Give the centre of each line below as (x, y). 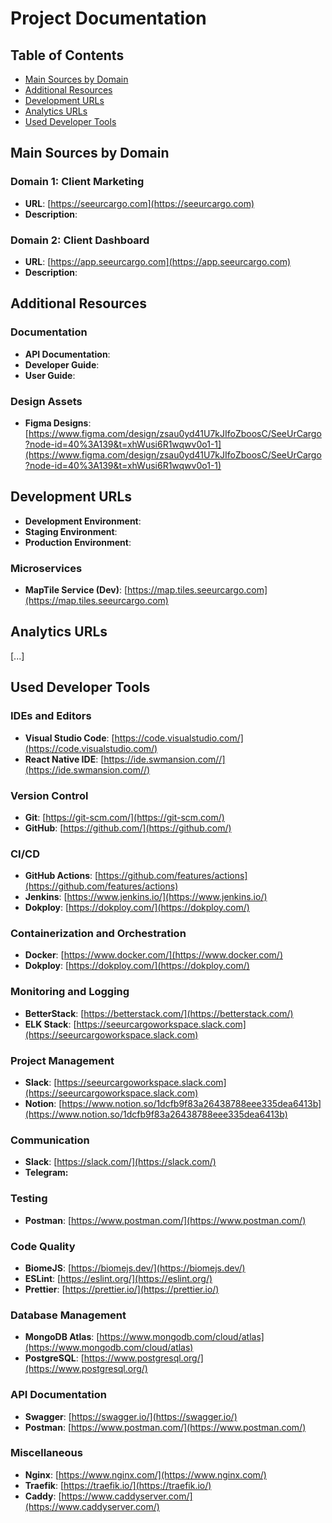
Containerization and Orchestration (98, 934)
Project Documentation (108, 18)
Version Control (49, 795)
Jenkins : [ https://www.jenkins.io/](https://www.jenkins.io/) (146, 897)
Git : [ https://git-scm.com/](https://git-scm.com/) (124, 817)
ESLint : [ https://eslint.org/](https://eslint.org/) (118, 1278)
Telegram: (46, 1173)
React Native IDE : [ (64, 759)
